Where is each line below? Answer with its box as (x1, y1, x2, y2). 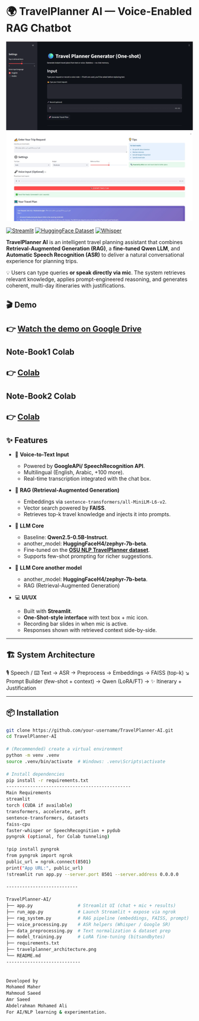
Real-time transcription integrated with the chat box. (23, 475, 151, 482)
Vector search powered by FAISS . (23, 504, 107, 511)
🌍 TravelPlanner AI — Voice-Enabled (6, 5, 192, 18)
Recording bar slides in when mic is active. (23, 620, 129, 627)
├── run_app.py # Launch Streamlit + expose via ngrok (6, 909, 176, 915)
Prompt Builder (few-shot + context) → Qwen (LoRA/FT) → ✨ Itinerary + (6, 678, 182, 685)
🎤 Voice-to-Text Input (14, 451, 69, 458)
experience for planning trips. (6, 257, 78, 264)
